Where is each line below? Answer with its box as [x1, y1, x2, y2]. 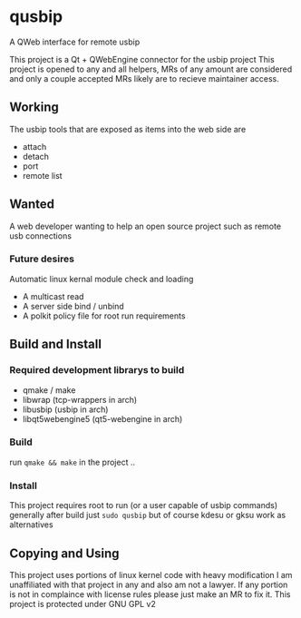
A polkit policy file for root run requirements [22, 310, 186, 321]
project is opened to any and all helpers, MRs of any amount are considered [9, 64, 293, 74]
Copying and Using [9, 545, 120, 561]
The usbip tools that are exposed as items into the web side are [9, 123, 247, 134]
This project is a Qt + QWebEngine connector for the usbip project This [9, 54, 275, 64]
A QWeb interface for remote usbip [9, 36, 141, 47]
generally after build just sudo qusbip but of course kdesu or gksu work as [9, 510, 286, 521]
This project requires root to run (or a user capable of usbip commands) [9, 500, 278, 511]
